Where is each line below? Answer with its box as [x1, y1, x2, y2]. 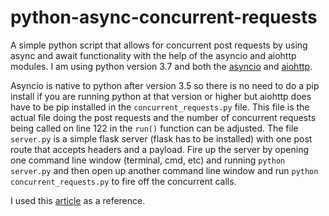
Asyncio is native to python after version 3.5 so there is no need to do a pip [10, 79, 320, 91]
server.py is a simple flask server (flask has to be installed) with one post [10, 132, 313, 145]
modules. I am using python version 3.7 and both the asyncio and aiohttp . [10, 60, 313, 72]
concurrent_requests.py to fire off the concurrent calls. [10, 175, 237, 187]
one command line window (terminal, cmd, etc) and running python [10, 154, 286, 166]
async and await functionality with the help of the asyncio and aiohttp [10, 49, 297, 61]
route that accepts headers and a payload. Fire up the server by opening [10, 143, 309, 155]
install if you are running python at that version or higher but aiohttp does [10, 90, 312, 102]
